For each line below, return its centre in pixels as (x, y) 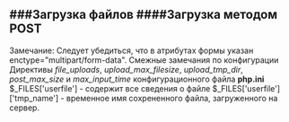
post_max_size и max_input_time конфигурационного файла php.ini (137, 79)
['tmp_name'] (34, 98)
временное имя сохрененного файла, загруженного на (172, 98)
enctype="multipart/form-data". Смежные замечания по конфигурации (144, 60)
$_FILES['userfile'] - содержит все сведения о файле (110, 88)
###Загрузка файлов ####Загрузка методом (144, 15)
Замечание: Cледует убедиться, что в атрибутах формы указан (131, 50)
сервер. (25, 108)
